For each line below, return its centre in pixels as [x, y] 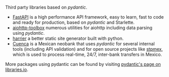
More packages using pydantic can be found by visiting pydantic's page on [83, 64]
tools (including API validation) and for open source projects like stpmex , [88, 49]
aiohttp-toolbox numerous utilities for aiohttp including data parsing [82, 28]
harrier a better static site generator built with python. [68, 38]
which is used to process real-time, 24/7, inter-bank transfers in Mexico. [87, 54]
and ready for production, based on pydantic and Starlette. [73, 22]
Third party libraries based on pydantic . [46, 7]
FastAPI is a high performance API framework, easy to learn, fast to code [88, 17]
